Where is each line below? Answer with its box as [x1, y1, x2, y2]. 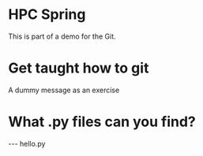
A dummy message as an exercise [8, 85, 120, 95]
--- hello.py [8, 139, 46, 148]
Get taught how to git [8, 59, 149, 77]
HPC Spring [8, 6, 86, 24]
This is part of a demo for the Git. [8, 32, 116, 41]
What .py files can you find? [8, 113, 196, 131]
